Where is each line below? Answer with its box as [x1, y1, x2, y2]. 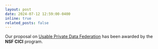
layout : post [5, 7, 32, 12]
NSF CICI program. [5, 39, 43, 45]
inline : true [5, 16, 32, 21]
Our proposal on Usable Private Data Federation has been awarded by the [5, 34, 153, 39]
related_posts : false [5, 20, 49, 25]
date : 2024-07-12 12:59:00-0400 [5, 12, 70, 16]
